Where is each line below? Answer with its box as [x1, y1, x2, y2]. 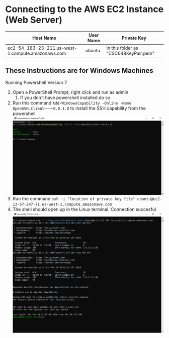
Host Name [32, 35, 56, 41]
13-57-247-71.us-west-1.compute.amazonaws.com [12, 202, 112, 207]
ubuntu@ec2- [137, 196, 162, 201]
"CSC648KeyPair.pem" [106, 50, 155, 56]
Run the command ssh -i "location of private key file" [12, 195, 135, 201]
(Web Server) [5, 14, 62, 26]
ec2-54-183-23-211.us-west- [7, 45, 77, 51]
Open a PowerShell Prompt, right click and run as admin [12, 89, 129, 95]
